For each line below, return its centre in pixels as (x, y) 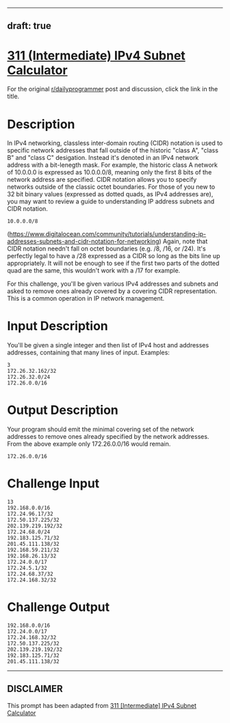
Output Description (63, 410)
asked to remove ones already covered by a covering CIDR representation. (112, 291)
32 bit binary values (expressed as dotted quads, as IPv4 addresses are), (110, 194)
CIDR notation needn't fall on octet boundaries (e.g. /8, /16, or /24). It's (107, 249)
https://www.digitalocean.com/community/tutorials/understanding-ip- (108, 234)
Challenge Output (59, 607)
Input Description (57, 326)
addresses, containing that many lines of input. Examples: (88, 353)
